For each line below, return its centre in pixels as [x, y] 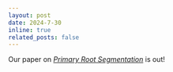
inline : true [30, 30]
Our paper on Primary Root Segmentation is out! [87, 59]
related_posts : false [44, 37]
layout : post [30, 15]
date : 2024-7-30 [35, 23]
